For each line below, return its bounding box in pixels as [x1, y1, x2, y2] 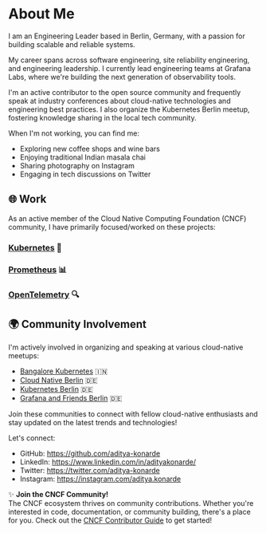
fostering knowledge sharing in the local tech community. [8, 113, 197, 122]
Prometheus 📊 [8, 264, 68, 275]
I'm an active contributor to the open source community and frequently [8, 87, 241, 97]
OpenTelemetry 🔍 [8, 289, 80, 300]
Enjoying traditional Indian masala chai [19, 152, 146, 162]
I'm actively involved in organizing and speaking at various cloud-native [8, 342, 244, 352]
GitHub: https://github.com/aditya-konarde [19, 448, 161, 459]
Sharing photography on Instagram [19, 160, 135, 170]
